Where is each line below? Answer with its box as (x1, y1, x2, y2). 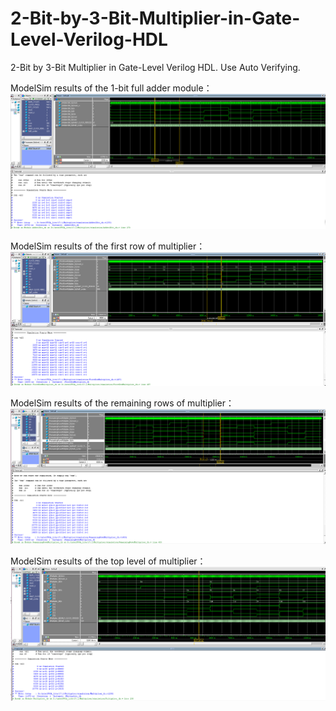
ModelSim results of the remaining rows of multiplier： (10, 397, 235, 409)
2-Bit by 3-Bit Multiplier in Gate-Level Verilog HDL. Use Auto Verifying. (10, 61, 301, 73)
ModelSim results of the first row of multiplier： (10, 240, 206, 252)
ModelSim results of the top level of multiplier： (10, 555, 207, 567)
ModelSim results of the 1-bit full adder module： (10, 82, 213, 94)
